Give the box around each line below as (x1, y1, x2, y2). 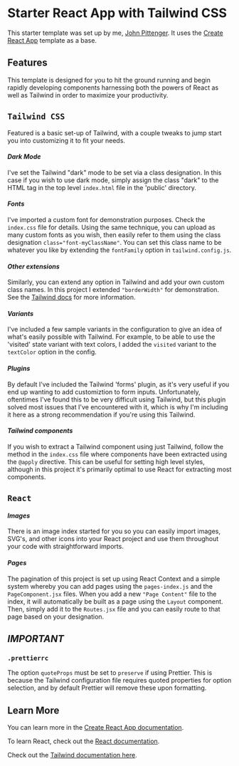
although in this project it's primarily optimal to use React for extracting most (7, 465, 232, 473)
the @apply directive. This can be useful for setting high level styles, (7, 457, 205, 466)
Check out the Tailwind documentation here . (7, 751, 137, 760)
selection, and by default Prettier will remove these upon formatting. (7, 683, 207, 692)
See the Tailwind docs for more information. (7, 293, 137, 302)
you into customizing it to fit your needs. (7, 136, 126, 145)
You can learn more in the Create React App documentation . (7, 723, 184, 732)
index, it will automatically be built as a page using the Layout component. (7, 597, 223, 606)
